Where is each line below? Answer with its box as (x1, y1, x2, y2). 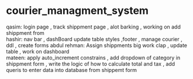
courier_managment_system (6, 4, 149, 17)
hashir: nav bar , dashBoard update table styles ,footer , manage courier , (6, 35, 182, 42)
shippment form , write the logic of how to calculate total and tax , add (6, 60, 175, 67)
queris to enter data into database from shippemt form (6, 66, 137, 73)
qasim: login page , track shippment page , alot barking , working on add (6, 23, 181, 30)
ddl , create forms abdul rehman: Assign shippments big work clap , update (6, 42, 187, 49)
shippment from (6, 29, 45, 36)
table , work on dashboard (6, 48, 70, 55)
